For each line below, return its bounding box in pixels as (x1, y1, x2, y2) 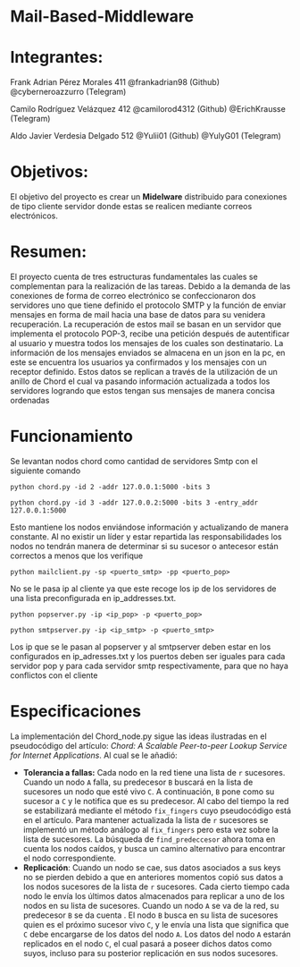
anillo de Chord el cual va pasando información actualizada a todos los (10, 376, 271, 386)
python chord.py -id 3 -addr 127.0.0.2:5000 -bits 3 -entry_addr (10, 498, 258, 507)
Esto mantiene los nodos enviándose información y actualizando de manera (10, 522, 289, 532)
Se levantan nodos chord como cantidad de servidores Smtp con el (10, 455, 258, 466)
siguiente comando (10, 465, 81, 476)
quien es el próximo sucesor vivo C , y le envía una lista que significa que (22, 919, 289, 929)
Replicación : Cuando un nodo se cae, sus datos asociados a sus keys (22, 861, 281, 873)
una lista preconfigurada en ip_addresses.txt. (10, 592, 177, 603)
